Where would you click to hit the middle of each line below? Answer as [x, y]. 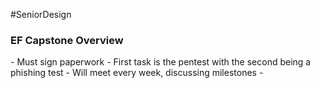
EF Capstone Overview [67, 40]
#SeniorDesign [41, 14]
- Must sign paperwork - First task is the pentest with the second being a [161, 62]
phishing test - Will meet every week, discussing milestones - [137, 73]
